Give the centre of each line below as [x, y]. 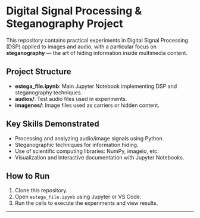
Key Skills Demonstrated [53, 124]
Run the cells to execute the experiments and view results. [86, 203]
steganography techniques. [49, 92]
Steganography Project [65, 24]
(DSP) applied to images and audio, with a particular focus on [81, 47]
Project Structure [39, 72]
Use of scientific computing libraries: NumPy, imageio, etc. [87, 151]
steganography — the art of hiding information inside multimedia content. [97, 53]
